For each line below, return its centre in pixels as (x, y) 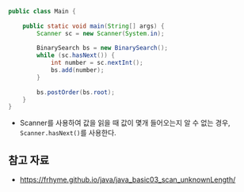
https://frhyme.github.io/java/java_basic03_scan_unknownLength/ (128, 180)
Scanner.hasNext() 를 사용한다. (68, 133)
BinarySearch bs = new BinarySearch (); (103, 48)
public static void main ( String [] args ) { (93, 26)
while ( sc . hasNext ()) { (76, 55)
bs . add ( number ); (77, 70)
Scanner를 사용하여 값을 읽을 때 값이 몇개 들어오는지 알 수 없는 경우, (125, 123)
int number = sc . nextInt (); (97, 63)
